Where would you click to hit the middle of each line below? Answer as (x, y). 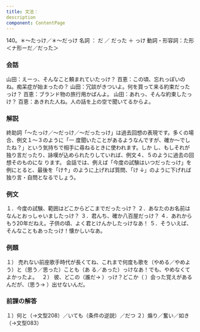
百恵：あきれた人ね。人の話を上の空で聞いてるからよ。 (86, 102)
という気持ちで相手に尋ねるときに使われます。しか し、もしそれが (108, 147)
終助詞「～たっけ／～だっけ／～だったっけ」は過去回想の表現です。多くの (98, 133)
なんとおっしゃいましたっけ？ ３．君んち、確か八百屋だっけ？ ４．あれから (99, 216)
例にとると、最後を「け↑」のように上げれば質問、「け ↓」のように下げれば (99, 170)
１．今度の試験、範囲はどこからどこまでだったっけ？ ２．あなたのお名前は (99, 208)
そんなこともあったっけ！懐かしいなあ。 (56, 231)
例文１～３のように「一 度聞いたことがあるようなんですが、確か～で (101, 140)
